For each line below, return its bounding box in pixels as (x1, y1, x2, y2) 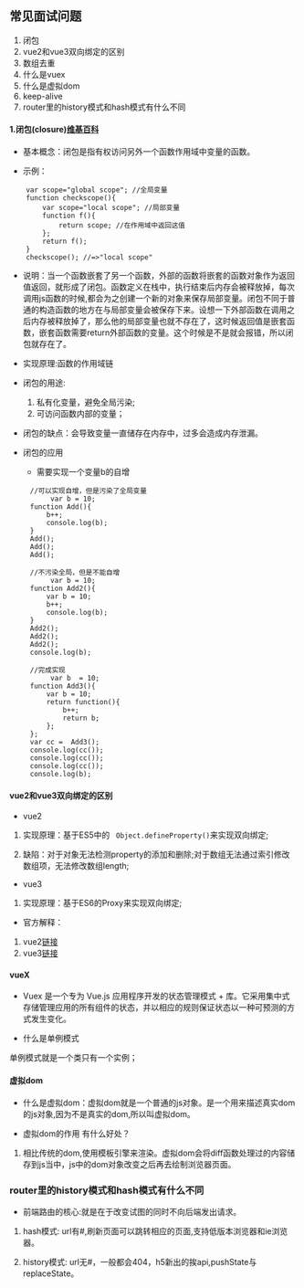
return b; (62, 713, 100, 723)
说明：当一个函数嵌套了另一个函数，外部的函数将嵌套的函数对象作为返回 (22, 270, 295, 281)
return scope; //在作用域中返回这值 (58, 221, 185, 230)
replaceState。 (22, 1268, 79, 1279)
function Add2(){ (29, 584, 96, 594)
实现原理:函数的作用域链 (22, 358, 114, 369)
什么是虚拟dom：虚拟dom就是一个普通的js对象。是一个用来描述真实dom (22, 1097, 296, 1108)
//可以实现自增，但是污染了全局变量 (29, 487, 148, 496)
